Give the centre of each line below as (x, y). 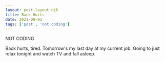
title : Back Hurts (25, 15)
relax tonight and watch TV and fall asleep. (50, 54)
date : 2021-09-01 (24, 19)
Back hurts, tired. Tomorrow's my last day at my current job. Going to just (82, 48)
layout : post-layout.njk (32, 10)
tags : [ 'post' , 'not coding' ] (38, 24)
